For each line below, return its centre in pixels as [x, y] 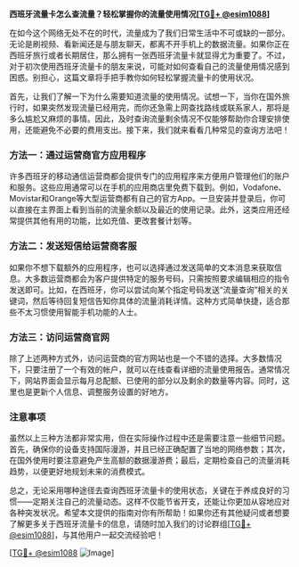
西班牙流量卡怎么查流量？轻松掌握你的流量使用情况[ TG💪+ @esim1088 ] [140, 14]
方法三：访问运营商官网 [59, 337]
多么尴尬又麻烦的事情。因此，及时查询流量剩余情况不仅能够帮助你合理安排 [145, 119]
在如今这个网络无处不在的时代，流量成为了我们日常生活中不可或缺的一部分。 [149, 33]
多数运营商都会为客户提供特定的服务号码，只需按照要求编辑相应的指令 [161, 278]
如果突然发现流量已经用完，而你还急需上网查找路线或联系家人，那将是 [161, 107]
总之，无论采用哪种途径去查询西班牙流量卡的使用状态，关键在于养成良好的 [145, 490]
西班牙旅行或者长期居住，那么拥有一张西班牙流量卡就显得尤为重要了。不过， [149, 55]
